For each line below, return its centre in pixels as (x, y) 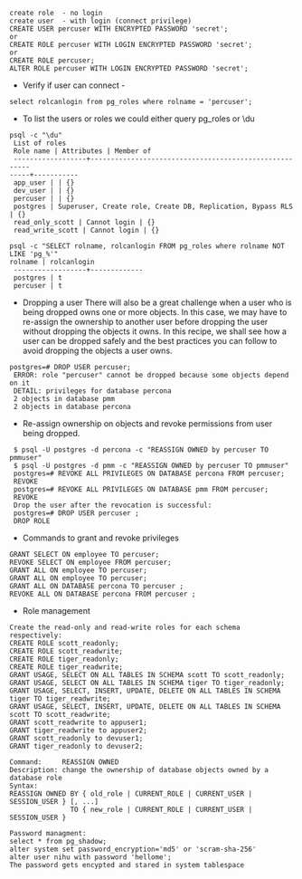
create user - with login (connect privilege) (101, 21)
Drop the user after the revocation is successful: (113, 505)
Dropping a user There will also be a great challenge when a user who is (157, 302)
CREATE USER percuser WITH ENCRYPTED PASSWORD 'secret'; (119, 29)
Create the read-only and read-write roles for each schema (125, 627)
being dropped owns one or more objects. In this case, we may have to (155, 312)
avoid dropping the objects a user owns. (98, 350)
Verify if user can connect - (74, 85)
